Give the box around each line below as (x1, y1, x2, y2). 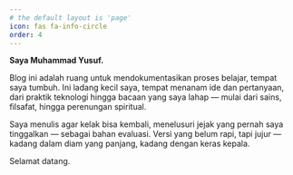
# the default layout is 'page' (9, 13, 132, 23)
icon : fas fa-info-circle (9, 22, 107, 31)
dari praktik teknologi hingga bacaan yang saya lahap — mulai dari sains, (9, 92, 282, 102)
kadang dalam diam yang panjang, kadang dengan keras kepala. (9, 138, 250, 150)
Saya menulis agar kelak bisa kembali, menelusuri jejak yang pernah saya (9, 119, 284, 130)
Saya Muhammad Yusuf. (9, 55, 104, 66)
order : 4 (9, 30, 43, 39)
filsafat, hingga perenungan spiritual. (9, 102, 147, 112)
